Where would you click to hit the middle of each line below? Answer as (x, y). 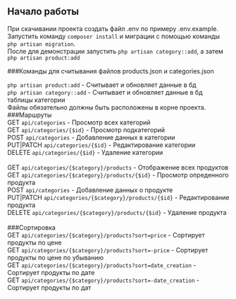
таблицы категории (36, 100)
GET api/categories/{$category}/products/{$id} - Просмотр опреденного (118, 175)
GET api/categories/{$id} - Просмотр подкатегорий (86, 129)
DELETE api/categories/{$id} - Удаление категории (85, 152)
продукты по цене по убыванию (56, 257)
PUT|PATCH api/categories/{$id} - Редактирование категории (101, 145)
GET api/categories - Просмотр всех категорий (79, 122)
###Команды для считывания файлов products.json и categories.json (111, 71)
